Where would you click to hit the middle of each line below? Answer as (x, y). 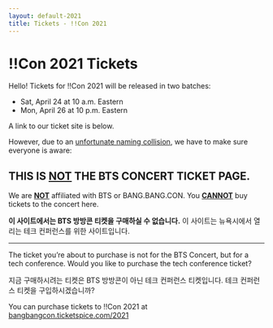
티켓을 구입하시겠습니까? (56, 291)
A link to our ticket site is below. (61, 126)
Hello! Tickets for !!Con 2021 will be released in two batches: (110, 86)
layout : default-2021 (45, 16)
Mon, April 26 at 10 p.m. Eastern (74, 110)
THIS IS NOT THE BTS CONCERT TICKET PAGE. (129, 176)
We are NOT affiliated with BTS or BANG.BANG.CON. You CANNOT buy (128, 196)
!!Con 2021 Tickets (73, 64)
